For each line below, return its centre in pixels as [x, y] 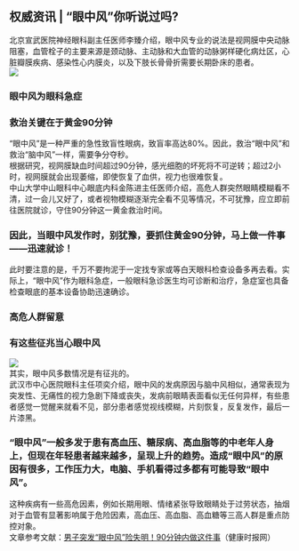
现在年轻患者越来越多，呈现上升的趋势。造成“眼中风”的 [155, 456]
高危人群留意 [37, 317]
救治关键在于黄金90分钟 [61, 122]
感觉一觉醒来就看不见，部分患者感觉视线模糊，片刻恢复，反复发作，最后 [149, 406]
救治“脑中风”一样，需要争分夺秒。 [71, 155]
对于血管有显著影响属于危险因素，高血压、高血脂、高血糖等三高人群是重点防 [149, 515]
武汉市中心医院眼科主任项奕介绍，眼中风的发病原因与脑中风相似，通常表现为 [149, 384]
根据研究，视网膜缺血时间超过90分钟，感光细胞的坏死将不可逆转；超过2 [141, 166]
